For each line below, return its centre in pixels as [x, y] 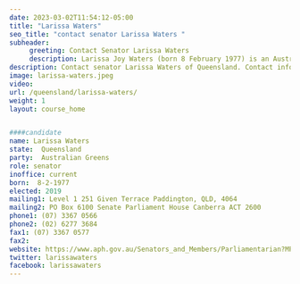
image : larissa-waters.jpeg [62, 76]
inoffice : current [43, 174]
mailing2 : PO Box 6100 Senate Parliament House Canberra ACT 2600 [135, 208]
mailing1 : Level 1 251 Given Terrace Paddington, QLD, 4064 [124, 199]
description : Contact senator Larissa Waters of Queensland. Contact [142, 68]
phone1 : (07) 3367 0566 [54, 216]
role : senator [36, 166]
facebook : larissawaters [55, 266]
